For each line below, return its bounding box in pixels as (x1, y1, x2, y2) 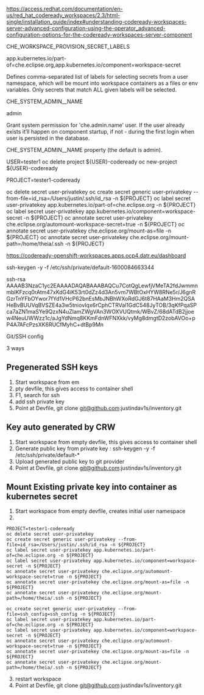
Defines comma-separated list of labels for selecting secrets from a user (6, 73, 189, 80)
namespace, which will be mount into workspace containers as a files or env (6, 79, 198, 87)
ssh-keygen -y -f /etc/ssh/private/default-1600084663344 (6, 264, 155, 271)
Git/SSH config (6, 333, 44, 340)
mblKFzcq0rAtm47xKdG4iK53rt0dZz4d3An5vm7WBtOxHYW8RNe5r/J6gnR (6, 289, 196, 295)
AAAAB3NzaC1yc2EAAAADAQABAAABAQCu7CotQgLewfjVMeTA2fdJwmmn (6, 282, 199, 289)
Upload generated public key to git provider (15, 458, 125, 465)
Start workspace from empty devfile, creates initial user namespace (15, 508, 186, 515)
